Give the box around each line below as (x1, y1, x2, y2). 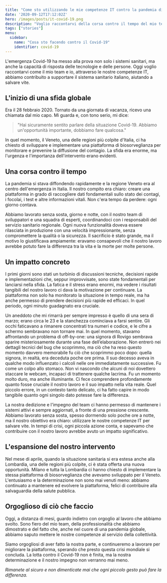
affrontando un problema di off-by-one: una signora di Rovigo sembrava (5, 334, 153, 340)
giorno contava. (5, 202, 38, 208)
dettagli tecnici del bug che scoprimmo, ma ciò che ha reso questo (5, 344, 142, 350)
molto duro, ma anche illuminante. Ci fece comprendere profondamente (5, 376, 152, 382)
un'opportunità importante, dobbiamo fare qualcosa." (17, 127, 127, 133)
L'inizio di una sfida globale (5, 94, 91, 102)
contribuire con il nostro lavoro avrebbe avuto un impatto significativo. (5, 428, 149, 434)
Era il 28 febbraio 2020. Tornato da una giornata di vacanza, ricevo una (5, 107, 151, 113)
